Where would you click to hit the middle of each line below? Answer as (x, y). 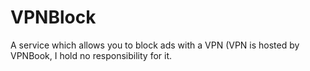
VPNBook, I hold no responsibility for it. (91, 55)
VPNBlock (53, 17)
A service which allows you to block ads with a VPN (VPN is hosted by (155, 45)
